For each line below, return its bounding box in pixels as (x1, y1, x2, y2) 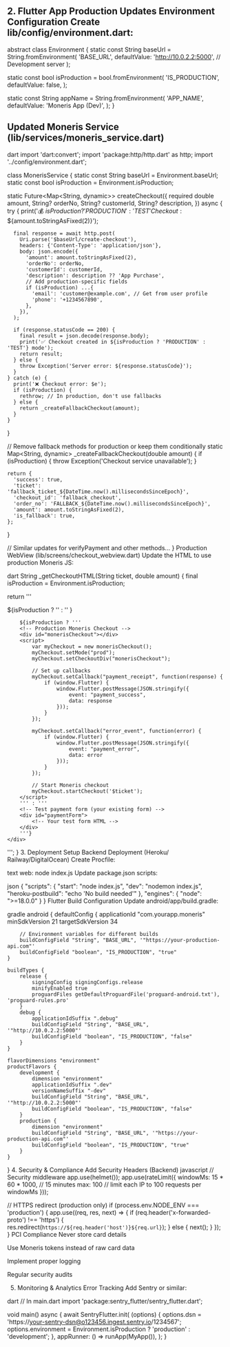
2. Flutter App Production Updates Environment (7, 6, 216, 17)
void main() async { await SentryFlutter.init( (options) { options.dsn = (7, 1310, 202, 1318)
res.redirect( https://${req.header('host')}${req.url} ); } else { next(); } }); (7, 1222, 222, 1231)
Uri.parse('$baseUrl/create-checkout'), (19, 236, 137, 243)
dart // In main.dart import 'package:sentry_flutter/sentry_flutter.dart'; (7, 1297, 203, 1305)
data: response (68, 697, 112, 704)
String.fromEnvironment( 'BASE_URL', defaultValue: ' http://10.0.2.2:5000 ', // (7, 52, 221, 61)
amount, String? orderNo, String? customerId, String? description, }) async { (7, 199, 223, 207)
